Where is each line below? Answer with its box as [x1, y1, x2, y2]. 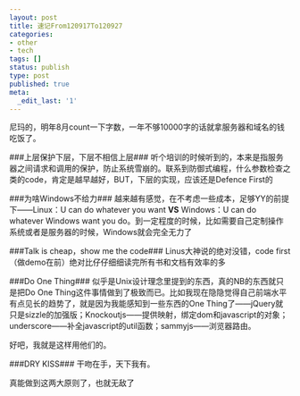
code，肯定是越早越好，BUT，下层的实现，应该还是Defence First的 [24, 174, 274, 185]
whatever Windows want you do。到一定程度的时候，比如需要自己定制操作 [9, 215, 284, 226]
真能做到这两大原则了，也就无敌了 [9, 377, 135, 389]
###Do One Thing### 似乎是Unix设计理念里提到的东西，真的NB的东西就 [9, 276, 277, 287]
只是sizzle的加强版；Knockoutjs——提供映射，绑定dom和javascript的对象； [9, 309, 288, 320]
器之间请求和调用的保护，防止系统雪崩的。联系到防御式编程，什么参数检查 [9, 163, 283, 174]
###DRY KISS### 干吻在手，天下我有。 [9, 358, 155, 369]
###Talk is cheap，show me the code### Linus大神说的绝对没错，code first [9, 246, 291, 257]
